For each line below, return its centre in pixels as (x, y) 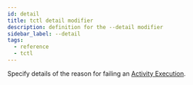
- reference (32, 47)
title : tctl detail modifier (50, 21)
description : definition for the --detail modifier (85, 27)
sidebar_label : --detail (44, 34)
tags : (15, 40)
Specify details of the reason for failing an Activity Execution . (96, 73)
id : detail (23, 14)
